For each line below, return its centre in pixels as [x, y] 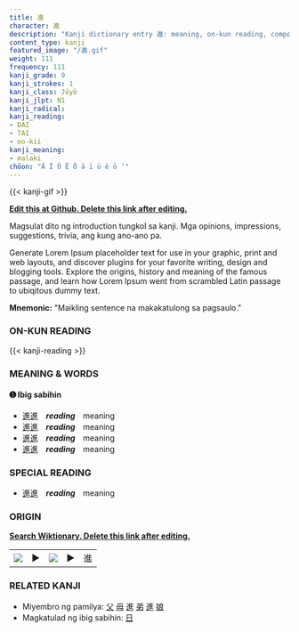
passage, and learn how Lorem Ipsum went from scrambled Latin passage [145, 281]
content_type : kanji [48, 42]
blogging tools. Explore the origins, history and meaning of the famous [138, 271]
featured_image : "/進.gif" [59, 51]
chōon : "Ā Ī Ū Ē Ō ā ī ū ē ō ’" [69, 166]
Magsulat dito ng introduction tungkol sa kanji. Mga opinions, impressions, [145, 226]
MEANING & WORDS [54, 373]
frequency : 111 [37, 68]
